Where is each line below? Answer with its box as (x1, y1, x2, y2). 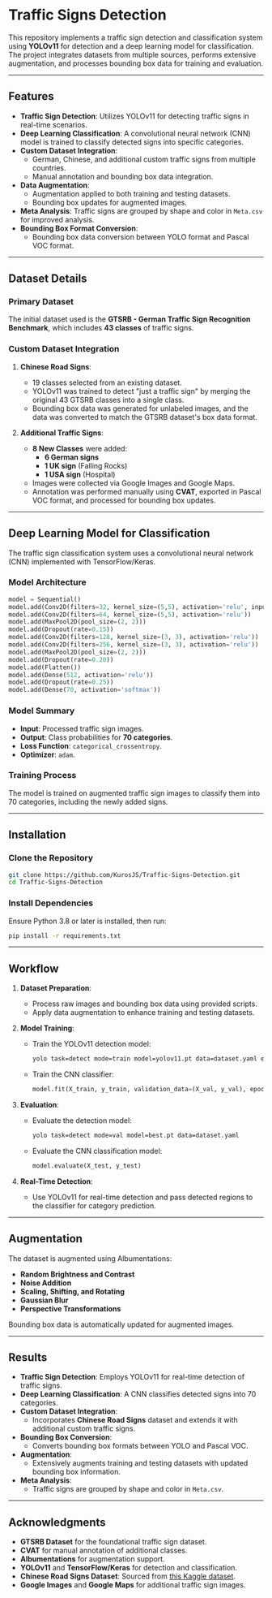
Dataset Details (8, 272, 87, 286)
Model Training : (19, 1023, 74, 1033)
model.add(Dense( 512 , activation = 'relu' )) (8, 671, 154, 679)
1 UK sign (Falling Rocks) (44, 460, 128, 470)
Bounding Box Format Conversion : (19, 223, 138, 233)
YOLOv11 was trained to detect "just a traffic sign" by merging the (32, 386, 251, 395)
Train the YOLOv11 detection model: (32, 1039, 151, 1049)
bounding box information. (32, 1467, 121, 1477)
